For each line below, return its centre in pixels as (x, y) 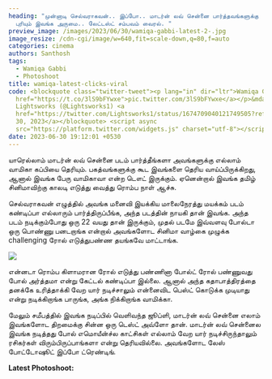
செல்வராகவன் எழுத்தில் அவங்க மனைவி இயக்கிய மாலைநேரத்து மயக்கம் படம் (126, 203)
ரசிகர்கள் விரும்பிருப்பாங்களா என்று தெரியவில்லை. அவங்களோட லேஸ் (117, 342)
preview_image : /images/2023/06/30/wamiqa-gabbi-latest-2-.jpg (117, 31)
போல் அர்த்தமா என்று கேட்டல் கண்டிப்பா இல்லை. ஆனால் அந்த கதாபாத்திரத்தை (132, 280)
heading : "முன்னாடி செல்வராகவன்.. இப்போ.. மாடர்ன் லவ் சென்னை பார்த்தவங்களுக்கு (134, 16)
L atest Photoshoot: (41, 368)
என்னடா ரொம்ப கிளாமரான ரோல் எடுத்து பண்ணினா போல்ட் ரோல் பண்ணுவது (130, 271)
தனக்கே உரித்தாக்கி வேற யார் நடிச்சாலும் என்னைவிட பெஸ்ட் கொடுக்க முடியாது (129, 290)
